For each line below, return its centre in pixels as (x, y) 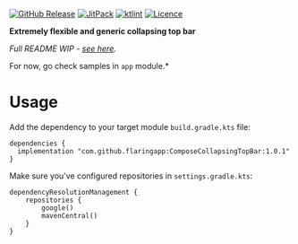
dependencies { (38, 144)
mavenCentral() (70, 215)
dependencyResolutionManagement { (74, 192)
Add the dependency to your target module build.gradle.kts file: (130, 126)
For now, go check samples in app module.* (89, 66)
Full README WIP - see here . (63, 48)
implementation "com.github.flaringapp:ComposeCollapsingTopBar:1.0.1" (154, 151)
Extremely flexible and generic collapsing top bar (102, 31)
